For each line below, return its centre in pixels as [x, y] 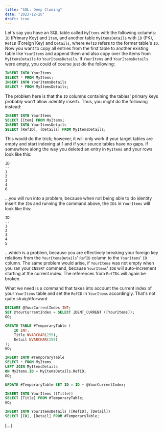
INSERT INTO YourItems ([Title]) [39, 394]
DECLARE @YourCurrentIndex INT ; [38, 308]
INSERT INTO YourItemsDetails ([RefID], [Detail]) [58, 412]
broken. [13, 279]
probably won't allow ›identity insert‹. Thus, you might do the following [77, 101]
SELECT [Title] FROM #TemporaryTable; [45, 398]
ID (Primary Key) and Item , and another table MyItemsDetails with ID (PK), [79, 38]
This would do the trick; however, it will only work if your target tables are [79, 139]
